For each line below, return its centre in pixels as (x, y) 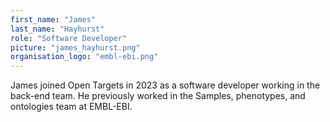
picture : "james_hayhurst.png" (75, 47)
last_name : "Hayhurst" (57, 29)
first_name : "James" (53, 19)
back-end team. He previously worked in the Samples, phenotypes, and (158, 96)
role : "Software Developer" (69, 38)
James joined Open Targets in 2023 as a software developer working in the (165, 85)
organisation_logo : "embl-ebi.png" (84, 57)
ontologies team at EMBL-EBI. (71, 107)
